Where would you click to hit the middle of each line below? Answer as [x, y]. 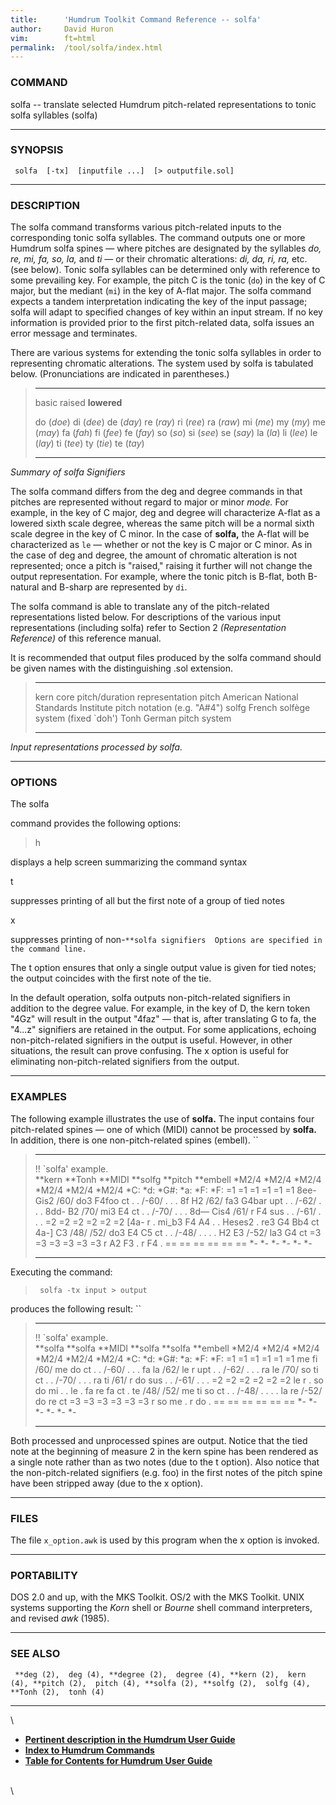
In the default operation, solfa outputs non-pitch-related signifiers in [150, 998]
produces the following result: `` [76, 1308]
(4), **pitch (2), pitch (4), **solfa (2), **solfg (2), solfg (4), [160, 1683]
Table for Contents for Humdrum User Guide [118, 1760]
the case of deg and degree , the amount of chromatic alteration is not [154, 555]
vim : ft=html [53, 38]
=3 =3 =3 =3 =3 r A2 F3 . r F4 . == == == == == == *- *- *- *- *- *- [173, 1243]
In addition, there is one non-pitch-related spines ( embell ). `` [134, 1140]
